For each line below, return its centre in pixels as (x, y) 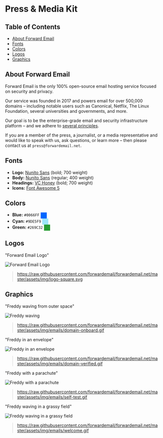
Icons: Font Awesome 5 (36, 188)
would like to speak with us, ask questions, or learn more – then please (76, 140)
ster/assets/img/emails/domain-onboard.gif (61, 330)
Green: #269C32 (27, 227)
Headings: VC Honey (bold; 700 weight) (53, 183)
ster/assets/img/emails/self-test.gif (52, 397)
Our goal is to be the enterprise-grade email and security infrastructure (76, 121)
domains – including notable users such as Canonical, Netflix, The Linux (77, 106)
